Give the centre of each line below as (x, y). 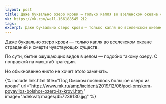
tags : (11, 23)
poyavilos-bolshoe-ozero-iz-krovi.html (44, 91)
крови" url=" (18, 86)
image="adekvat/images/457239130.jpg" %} (51, 97)
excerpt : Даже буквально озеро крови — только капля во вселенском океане (84, 28)
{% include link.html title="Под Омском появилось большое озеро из (77, 81)
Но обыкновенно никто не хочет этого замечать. (57, 71)
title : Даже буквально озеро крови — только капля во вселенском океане (82, 14)
